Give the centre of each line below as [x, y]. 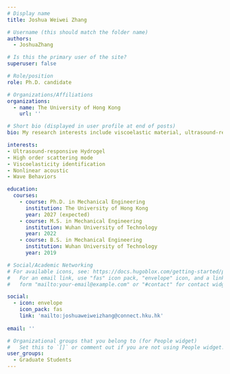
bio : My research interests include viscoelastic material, [95, 133]
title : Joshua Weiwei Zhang [47, 20]
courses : [26, 196]
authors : [20, 38]
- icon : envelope [38, 303]
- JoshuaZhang [33, 45]
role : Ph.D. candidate [39, 82]
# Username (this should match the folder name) [78, 32]
